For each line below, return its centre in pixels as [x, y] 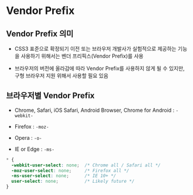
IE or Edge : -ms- [34, 149]
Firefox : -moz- [32, 126]
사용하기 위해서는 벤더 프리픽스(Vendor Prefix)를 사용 [82, 56]
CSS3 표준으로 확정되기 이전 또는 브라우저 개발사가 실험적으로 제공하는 [95, 49]
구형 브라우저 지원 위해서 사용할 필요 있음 [61, 76]
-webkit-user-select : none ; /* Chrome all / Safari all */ [86, 165]
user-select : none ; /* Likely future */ [73, 182]
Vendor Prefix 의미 [40, 33]
